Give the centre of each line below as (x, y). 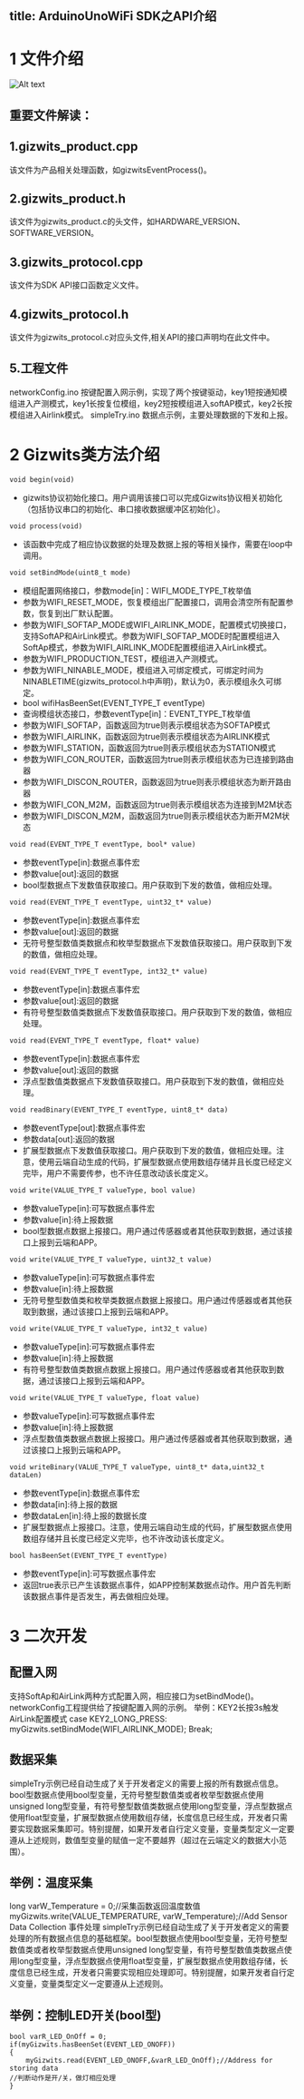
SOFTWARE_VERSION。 (54, 233)
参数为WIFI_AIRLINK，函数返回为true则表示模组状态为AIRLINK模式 (146, 736)
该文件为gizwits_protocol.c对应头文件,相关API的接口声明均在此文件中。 (142, 337)
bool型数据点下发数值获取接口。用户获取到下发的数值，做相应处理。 (150, 885)
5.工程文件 (39, 369)
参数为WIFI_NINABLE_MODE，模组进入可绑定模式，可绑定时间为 (143, 670)
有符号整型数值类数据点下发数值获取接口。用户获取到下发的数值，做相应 (157, 1012)
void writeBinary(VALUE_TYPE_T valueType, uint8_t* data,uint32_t (137, 1467)
